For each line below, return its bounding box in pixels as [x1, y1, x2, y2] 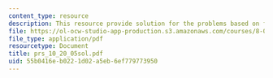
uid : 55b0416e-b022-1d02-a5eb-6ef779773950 [8, 58, 158, 66]
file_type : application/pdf [8, 34, 104, 43]
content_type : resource [8, 11, 89, 20]
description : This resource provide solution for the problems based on [8, 19, 260, 28]
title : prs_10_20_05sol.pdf [8, 50, 104, 58]
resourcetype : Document [8, 42, 89, 50]
